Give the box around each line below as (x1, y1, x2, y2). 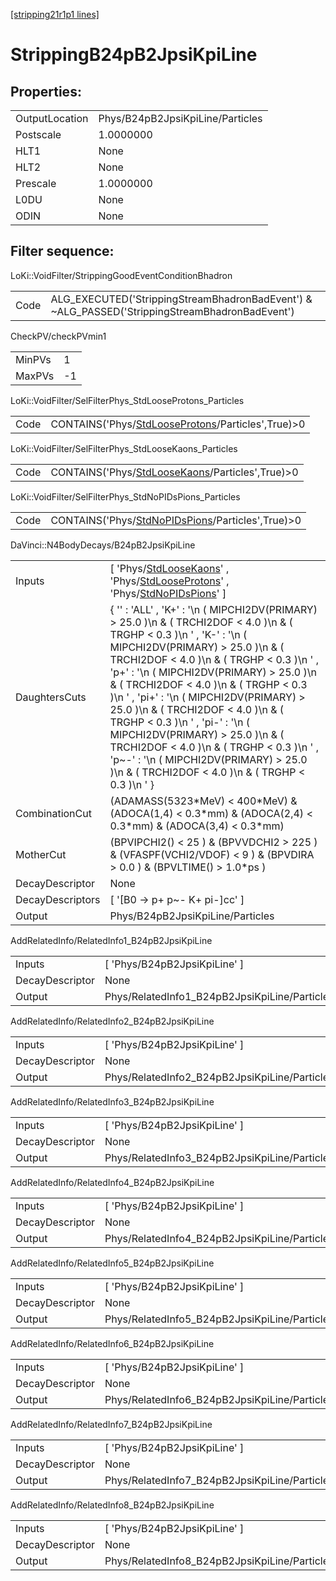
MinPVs (15, 352, 52, 366)
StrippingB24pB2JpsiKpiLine (10, 44, 258, 66)
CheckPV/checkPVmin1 (10, 330, 107, 342)
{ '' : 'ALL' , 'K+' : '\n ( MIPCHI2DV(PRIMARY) (109, 602, 318, 616)
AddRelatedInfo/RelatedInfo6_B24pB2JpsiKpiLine (10, 1337, 215, 1349)
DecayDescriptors (15, 892, 101, 906)
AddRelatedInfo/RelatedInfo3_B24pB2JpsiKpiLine (10, 1095, 215, 1108)
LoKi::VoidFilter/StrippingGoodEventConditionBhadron (10, 269, 233, 281)
